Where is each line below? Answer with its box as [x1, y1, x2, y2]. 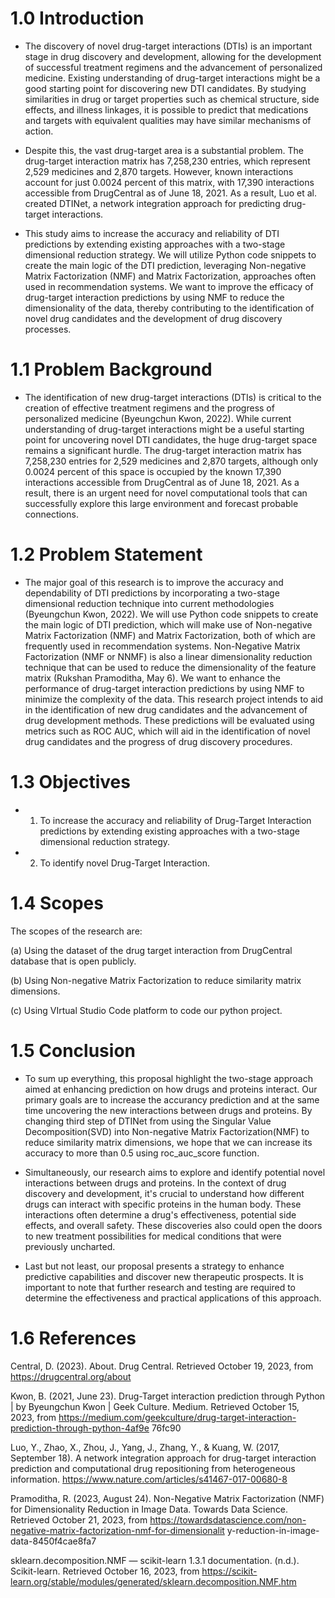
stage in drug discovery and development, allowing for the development [24, 50, 322, 62]
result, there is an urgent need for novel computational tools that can [24, 487, 308, 499]
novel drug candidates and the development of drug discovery [24, 312, 283, 324]
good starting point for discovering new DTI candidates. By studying [24, 82, 307, 94]
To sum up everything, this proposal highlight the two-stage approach [24, 1072, 313, 1084]
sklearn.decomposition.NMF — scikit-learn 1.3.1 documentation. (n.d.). [10, 1554, 300, 1566]
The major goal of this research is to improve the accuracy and [24, 576, 284, 588]
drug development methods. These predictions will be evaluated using [24, 714, 315, 726]
